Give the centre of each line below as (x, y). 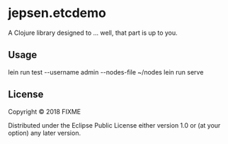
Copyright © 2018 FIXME (45, 111)
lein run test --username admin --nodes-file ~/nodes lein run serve (106, 72)
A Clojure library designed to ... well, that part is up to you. (93, 33)
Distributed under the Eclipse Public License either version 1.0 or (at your (114, 125)
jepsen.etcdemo (57, 13)
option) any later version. (44, 133)
